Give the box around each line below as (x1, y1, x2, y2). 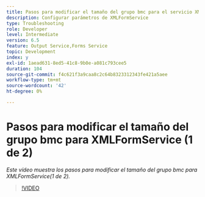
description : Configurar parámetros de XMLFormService (6, 15, 149, 21)
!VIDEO (21, 184, 40, 192)
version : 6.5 (6, 37, 40, 43)
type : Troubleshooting (6, 20, 64, 26)
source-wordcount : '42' (6, 83, 67, 89)
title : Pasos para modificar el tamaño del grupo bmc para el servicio (6, 9, 192, 15)
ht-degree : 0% (6, 88, 43, 95)
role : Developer (6, 26, 48, 32)
